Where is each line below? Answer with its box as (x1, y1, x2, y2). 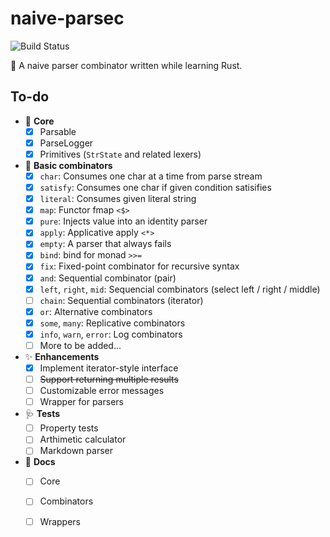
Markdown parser (39, 445, 113, 457)
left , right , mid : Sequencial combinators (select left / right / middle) (39, 283, 321, 295)
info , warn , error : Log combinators (39, 328, 183, 340)
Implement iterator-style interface (39, 362, 179, 374)
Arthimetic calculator (39, 433, 127, 446)
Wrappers (39, 515, 81, 527)
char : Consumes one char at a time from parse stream (39, 170, 263, 182)
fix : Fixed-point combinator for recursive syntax (39, 260, 240, 272)
